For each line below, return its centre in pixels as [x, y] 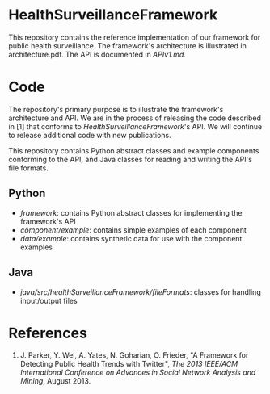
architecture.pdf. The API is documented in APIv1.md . [97, 54]
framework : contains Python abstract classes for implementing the [131, 212]
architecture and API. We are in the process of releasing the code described [135, 118]
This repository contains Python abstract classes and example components [134, 150]
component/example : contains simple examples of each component [133, 230]
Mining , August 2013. [55, 381]
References [48, 333]
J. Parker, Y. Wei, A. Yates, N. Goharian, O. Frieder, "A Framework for [134, 355]
